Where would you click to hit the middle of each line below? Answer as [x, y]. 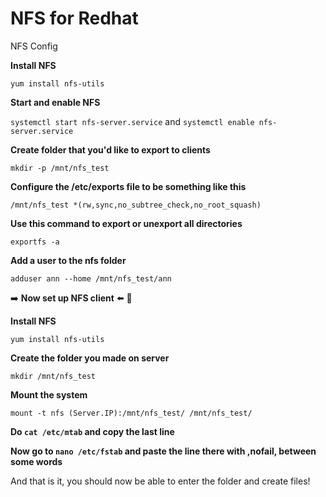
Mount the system [49, 394]
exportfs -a [35, 242]
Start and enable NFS [55, 102]
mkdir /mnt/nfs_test [53, 376]
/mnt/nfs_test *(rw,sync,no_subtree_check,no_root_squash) [136, 205]
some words [36, 461]
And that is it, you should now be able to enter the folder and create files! [160, 481]
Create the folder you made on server [90, 358]
